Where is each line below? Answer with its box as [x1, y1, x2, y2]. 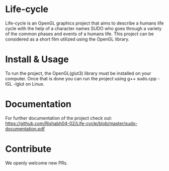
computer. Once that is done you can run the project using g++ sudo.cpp [5, 75, 157, 81]
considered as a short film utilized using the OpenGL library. [5, 36, 130, 42]
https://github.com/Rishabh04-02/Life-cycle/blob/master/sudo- [5, 120, 138, 126]
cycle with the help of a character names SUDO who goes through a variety [5, 25, 162, 31]
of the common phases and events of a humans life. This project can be [5, 31, 154, 37]
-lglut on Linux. [13, 81, 45, 87]
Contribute [5, 143, 52, 154]
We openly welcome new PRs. [5, 159, 68, 166]
